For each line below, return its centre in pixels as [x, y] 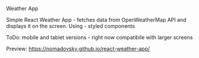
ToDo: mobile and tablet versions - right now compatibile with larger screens [99, 37]
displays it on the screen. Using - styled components [70, 26]
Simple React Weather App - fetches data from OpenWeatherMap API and [96, 20]
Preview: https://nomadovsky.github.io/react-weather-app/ [78, 49]
